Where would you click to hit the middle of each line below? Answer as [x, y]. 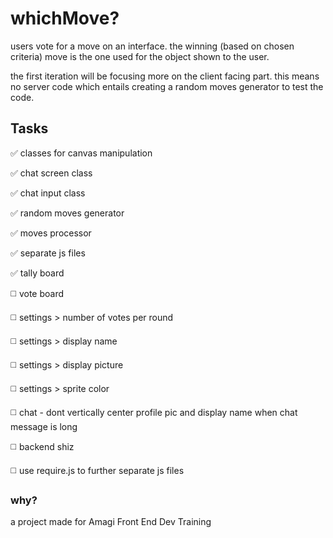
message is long [44, 426]
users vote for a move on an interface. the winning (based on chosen [152, 46]
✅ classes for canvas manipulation [81, 153]
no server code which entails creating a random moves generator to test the [167, 86]
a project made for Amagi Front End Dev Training [111, 522]
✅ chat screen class [51, 173]
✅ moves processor [51, 233]
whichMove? [65, 18]
